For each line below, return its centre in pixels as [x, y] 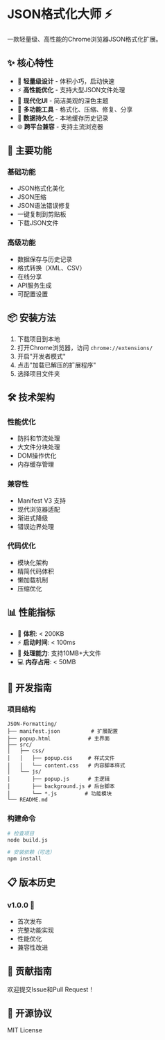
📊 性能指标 [31, 613]
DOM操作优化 [37, 456]
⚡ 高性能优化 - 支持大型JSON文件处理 [71, 89]
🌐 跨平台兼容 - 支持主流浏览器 [60, 126]
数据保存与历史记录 [45, 259]
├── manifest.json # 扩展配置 [63, 731]
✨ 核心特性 [31, 63]
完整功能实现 [35, 930]
